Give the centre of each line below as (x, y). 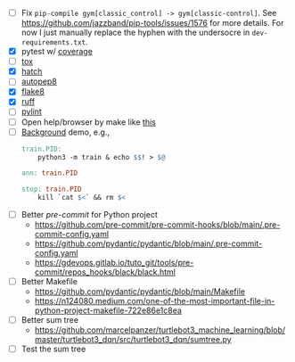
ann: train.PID (49, 173)
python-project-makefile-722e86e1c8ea (108, 310)
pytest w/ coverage (57, 52)
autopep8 (39, 82)
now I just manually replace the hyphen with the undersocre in (135, 33)
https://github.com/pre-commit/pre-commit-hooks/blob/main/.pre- (157, 225)
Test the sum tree (53, 349)
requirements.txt (53, 43)
